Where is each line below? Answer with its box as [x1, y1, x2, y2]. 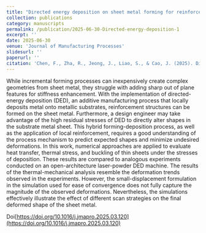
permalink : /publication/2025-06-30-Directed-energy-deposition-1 [6, 26, 180, 32]
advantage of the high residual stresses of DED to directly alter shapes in [6, 116, 191, 123]
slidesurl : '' [6, 49, 43, 55]
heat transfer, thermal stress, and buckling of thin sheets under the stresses [6, 148, 198, 156]
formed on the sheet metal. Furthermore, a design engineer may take [6, 110, 181, 117]
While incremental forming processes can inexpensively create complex [6, 77, 188, 85]
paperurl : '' [6, 55, 40, 61]
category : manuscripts [6, 20, 64, 26]
